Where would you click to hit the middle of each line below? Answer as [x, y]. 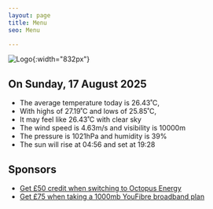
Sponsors [32, 169]
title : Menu [28, 23]
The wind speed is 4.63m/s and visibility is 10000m [103, 128]
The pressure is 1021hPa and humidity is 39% [93, 136]
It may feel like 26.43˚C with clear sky [80, 119]
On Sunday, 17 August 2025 [77, 84]
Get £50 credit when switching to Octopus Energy [101, 188]
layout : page [29, 15]
